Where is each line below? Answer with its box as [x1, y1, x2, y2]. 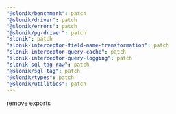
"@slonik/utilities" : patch [6, 80, 87, 87]
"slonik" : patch [6, 36, 53, 43]
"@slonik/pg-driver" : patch [6, 29, 87, 36]
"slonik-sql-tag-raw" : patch [6, 61, 90, 68]
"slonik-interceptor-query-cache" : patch [6, 49, 127, 56]
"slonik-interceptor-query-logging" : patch [6, 55, 133, 62]
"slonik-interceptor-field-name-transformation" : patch [6, 42, 169, 49]
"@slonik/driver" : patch [6, 16, 77, 23]
